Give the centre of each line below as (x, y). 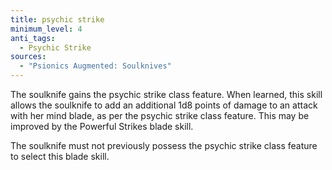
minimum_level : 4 (46, 29)
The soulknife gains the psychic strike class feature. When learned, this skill (166, 94)
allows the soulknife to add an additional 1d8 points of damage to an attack (164, 105)
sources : (28, 57)
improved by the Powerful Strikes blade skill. (102, 126)
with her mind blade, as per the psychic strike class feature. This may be (160, 115)
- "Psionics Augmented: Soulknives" (95, 66)
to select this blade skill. (60, 156)
